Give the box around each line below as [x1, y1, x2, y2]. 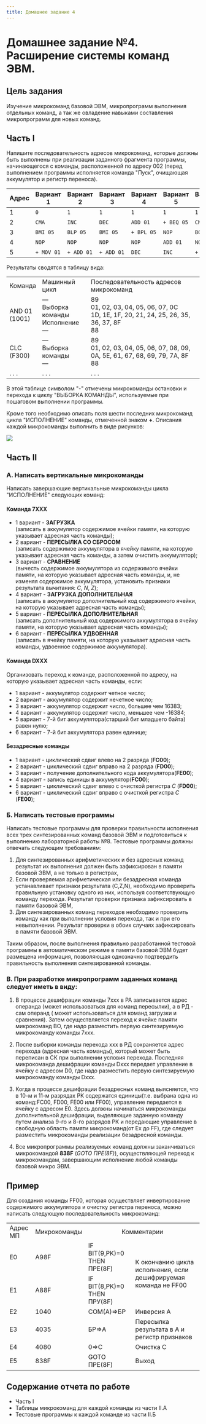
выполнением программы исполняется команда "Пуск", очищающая [6, 169, 188, 176]
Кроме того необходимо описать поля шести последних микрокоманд [6, 410, 193, 417]
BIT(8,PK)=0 [88, 1282, 124, 1291]
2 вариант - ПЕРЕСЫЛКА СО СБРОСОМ [15, 538, 121, 546]
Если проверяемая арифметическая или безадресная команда [15, 876, 182, 883]
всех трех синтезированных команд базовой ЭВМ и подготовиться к [6, 831, 187, 839]
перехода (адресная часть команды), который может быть [15, 1047, 170, 1055]
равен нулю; [15, 722, 48, 729]
